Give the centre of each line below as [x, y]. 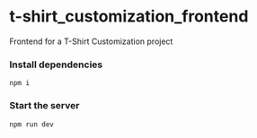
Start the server [44, 106]
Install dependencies [56, 65]
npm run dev [31, 124]
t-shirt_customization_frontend [129, 17]
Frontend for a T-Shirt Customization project [91, 41]
